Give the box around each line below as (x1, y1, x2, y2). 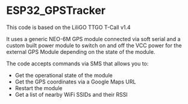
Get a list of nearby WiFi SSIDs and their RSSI (14, 91, 128, 98)
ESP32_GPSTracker (6, 4, 106, 18)
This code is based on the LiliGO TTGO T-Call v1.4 (6, 24, 131, 31)
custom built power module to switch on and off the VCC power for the (6, 42, 182, 49)
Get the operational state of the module (14, 71, 113, 79)
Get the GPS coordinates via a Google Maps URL (14, 78, 136, 85)
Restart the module (14, 84, 63, 91)
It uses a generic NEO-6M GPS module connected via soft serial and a (6, 35, 181, 42)
